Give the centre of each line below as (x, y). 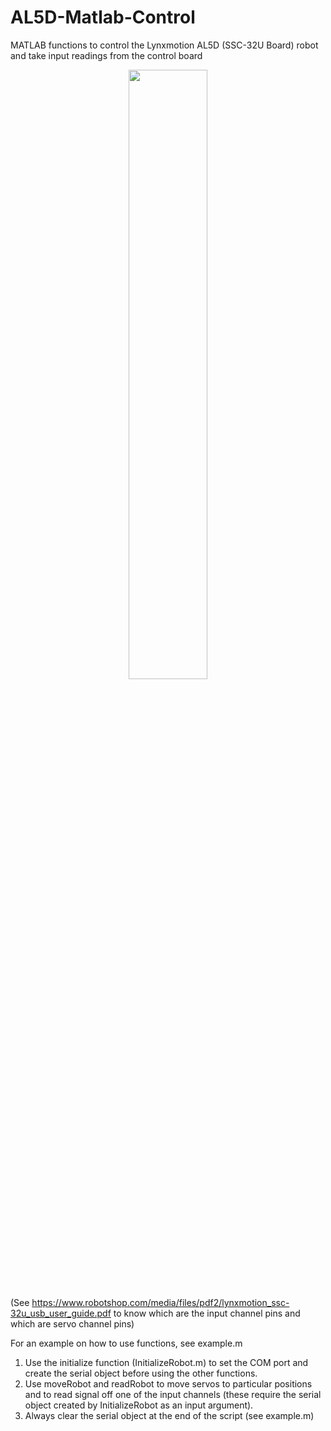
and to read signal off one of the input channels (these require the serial (173, 1394)
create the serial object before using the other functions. (141, 1373)
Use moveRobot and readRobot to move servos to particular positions (168, 1383)
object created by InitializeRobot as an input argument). (139, 1405)
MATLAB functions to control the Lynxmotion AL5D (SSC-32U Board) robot (164, 45)
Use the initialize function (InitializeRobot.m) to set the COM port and (166, 1362)
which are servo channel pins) (72, 1323)
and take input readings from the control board (106, 55)
